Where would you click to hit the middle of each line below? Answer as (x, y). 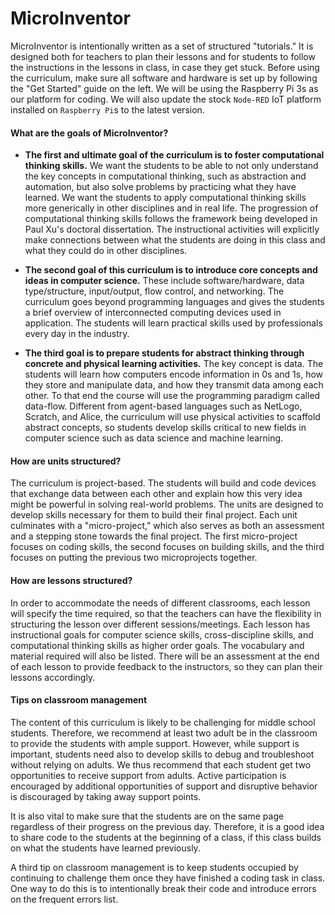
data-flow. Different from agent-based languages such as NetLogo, (163, 406)
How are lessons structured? (71, 580)
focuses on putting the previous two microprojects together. (134, 558)
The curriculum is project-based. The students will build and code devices (163, 483)
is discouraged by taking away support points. (106, 796)
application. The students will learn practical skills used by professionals (173, 323)
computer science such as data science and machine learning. (154, 438)
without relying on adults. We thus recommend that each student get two (161, 764)
